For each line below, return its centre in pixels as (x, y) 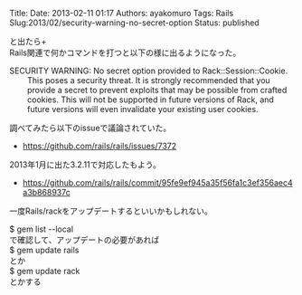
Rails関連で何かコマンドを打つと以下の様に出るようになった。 (125, 52)
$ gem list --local (42, 229)
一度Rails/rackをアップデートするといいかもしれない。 (111, 211)
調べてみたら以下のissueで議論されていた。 (90, 128)
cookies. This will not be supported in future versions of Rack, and (150, 100)
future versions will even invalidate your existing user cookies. (143, 109)
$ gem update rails (44, 250)
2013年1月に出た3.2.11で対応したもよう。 (85, 165)
